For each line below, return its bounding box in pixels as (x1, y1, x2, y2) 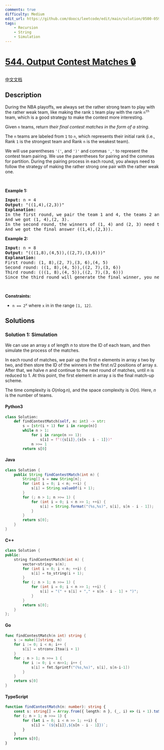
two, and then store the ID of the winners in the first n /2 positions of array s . (5, 362, 158, 368)
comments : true (5, 7, 36, 12)
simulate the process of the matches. (5, 347, 80, 353)
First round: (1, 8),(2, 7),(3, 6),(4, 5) (5, 259, 108, 265)
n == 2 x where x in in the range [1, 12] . (12, 302, 93, 308)
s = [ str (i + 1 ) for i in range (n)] (22, 424, 97, 429)
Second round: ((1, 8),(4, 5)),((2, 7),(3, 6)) (5, 264, 121, 270)
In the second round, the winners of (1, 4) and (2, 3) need (5, 221, 155, 227)
